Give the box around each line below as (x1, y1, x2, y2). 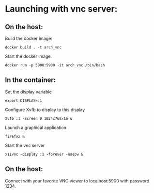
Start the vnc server (5, 142, 45, 148)
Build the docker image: (5, 35, 52, 41)
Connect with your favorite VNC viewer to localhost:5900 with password (5, 178, 150, 184)
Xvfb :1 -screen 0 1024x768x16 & (5, 116, 73, 121)
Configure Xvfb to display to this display (5, 107, 85, 113)
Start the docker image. (5, 53, 52, 59)
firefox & (5, 134, 25, 139)
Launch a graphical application (5, 125, 67, 130)
